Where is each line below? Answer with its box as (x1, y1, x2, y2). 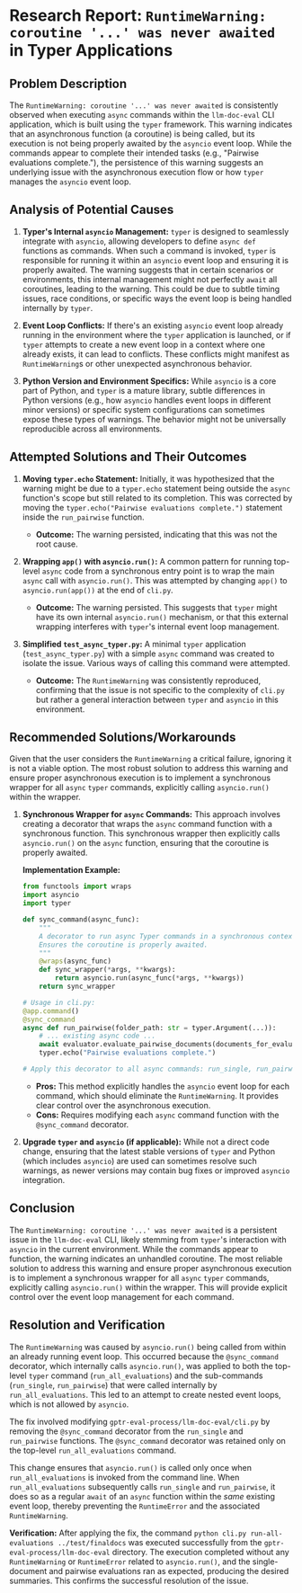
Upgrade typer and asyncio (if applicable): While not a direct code (22, 1136, 270, 1147)
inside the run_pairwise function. (22, 512, 146, 522)
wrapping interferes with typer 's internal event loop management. (35, 621, 280, 632)
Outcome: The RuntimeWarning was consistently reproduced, (35, 675, 262, 686)
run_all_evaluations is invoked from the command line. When (9, 1472, 240, 1482)
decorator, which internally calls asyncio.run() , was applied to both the (9, 1360, 274, 1371)
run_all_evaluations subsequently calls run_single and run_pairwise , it (9, 1481, 276, 1492)
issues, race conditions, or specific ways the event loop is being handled (22, 293, 292, 304)
